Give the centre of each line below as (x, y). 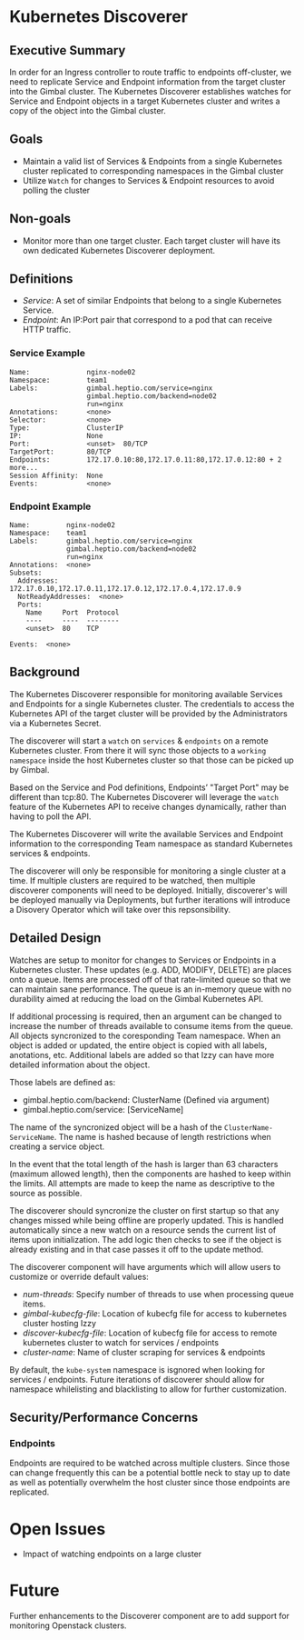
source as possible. (46, 1193)
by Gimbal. (29, 769)
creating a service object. (57, 1146)
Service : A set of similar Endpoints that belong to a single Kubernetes (152, 301)
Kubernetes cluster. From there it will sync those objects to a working (138, 750)
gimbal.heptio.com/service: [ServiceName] (103, 1109)
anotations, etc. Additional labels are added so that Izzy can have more (142, 1055)
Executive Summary (68, 50)
